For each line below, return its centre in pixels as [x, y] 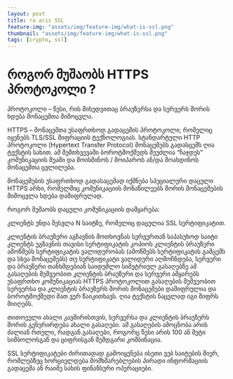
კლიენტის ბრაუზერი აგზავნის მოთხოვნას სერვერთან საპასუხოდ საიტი [113, 237]
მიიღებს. [20, 304]
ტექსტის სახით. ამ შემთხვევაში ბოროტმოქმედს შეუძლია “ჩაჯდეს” [105, 152]
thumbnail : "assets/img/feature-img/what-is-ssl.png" [88, 33]
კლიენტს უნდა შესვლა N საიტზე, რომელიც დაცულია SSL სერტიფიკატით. [116, 223]
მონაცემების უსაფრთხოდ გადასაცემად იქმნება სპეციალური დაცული [111, 181]
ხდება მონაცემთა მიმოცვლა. [50, 117]
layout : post [26, 14]
